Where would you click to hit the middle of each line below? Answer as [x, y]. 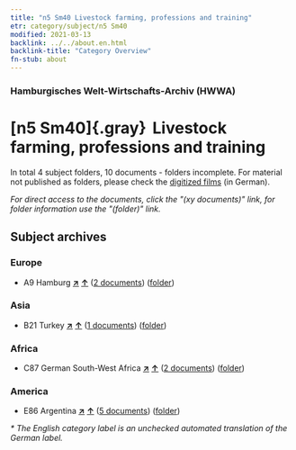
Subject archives [58, 237]
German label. [37, 438]
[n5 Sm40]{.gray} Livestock [119, 128]
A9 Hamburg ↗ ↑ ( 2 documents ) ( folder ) [99, 282]
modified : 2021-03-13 [51, 34]
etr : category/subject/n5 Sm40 [69, 26]
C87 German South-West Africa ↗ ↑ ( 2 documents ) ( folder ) [134, 368]
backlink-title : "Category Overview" [81, 51]
